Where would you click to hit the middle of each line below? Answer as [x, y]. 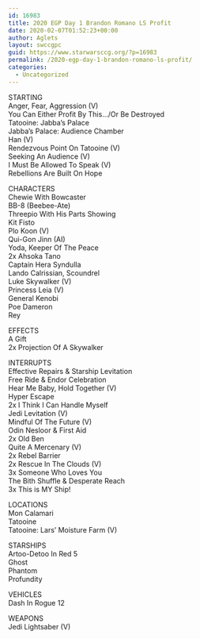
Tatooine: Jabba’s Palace [49, 122]
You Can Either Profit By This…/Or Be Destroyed [86, 114]
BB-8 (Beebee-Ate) [40, 205]
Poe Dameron [30, 306]
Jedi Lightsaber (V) [40, 626]
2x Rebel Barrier [34, 455]
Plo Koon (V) [29, 230]
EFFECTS [24, 330]
